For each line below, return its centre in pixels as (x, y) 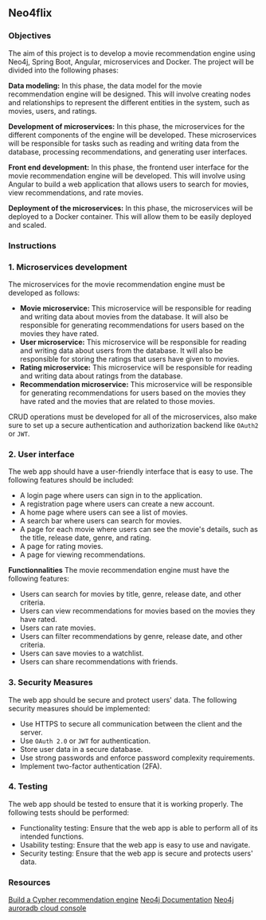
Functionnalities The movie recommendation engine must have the (119, 570)
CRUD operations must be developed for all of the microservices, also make (133, 417)
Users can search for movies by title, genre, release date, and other (130, 594)
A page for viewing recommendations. (82, 555)
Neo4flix (30, 13)
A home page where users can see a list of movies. (104, 512)
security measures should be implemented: (79, 708)
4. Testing (28, 786)
